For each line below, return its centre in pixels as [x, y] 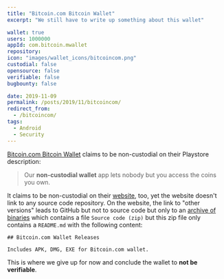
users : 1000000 [29, 39]
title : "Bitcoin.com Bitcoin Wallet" [61, 13]
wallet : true [26, 32]
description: [24, 161]
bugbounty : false [32, 83]
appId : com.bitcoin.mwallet [47, 45]
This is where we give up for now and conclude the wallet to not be [102, 262]
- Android [27, 128]
